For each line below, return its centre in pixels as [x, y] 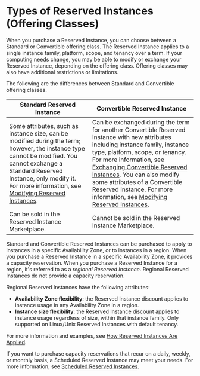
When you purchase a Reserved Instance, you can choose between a [91, 40]
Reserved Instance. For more [132, 189]
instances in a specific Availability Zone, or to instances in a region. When [96, 250]
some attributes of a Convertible [137, 182]
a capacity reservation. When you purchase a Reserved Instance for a [92, 263]
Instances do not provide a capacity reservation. [65, 276]
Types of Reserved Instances [80, 11]
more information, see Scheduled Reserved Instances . [73, 366]
